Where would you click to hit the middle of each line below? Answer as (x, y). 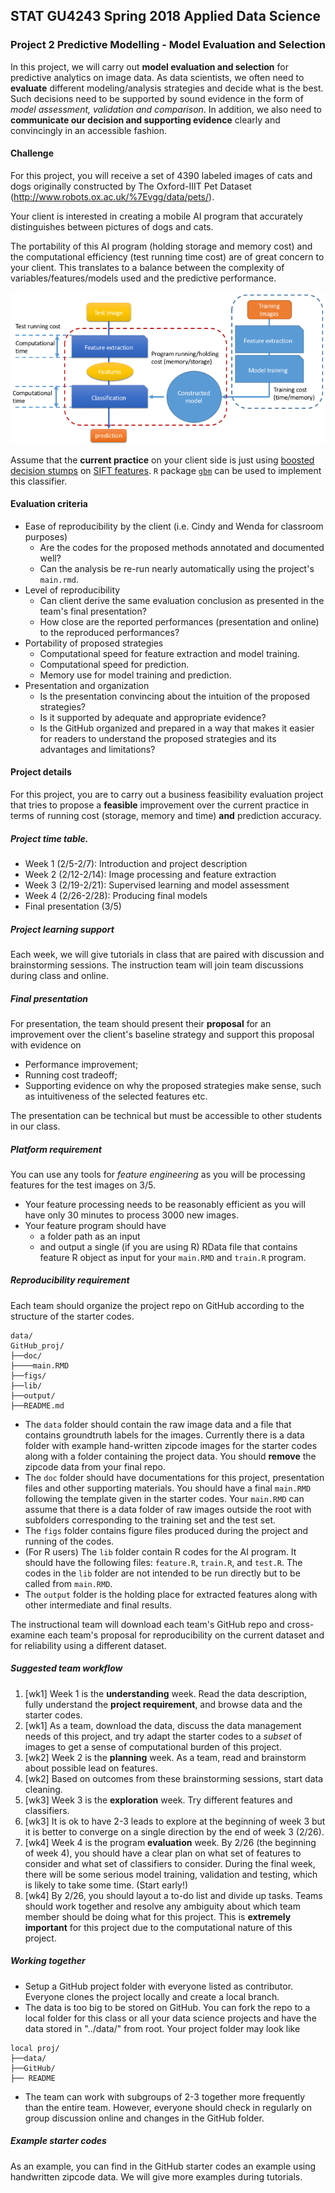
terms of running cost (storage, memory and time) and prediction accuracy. (166, 816)
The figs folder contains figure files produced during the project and (166, 1530)
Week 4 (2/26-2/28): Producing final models (116, 895)
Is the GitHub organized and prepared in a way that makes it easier (177, 728)
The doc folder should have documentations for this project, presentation (174, 1477)
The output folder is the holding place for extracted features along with (171, 1594)
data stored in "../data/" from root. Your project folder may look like (162, 2028)
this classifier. (39, 481)
